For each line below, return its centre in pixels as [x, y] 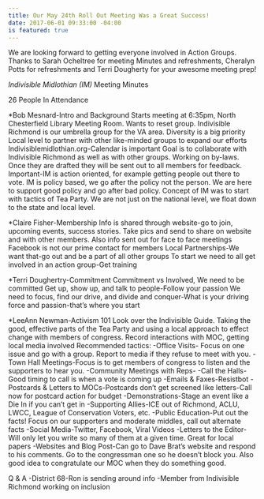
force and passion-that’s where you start [74, 306]
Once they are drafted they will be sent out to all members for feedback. [125, 166]
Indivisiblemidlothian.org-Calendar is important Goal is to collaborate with [127, 149]
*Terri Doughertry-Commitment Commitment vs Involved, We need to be [126, 280]
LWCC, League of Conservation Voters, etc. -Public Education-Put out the [128, 413]
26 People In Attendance [48, 100]
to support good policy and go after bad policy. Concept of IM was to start [129, 191]
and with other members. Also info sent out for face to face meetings [120, 240]
